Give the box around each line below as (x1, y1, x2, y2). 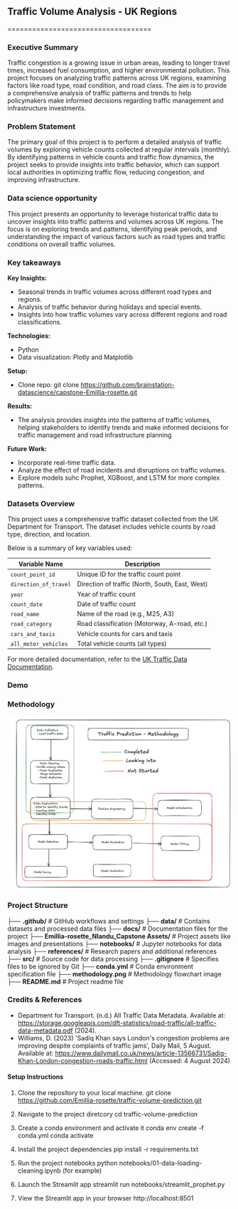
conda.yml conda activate (17, 1131, 94, 1139)
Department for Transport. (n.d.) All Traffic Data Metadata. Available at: (17, 1010, 226, 1020)
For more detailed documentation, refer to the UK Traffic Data (7, 655, 188, 664)
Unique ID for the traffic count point (77, 570, 181, 579)
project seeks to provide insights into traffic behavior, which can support (7, 160, 220, 169)
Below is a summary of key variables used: (7, 544, 133, 552)
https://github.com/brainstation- (80, 381, 175, 389)
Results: (7, 402, 33, 410)
